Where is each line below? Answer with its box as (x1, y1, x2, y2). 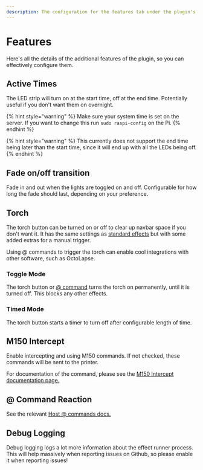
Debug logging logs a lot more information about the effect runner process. (6, 444, 193, 451)
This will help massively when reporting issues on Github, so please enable (6, 451, 193, 458)
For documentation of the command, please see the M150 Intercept (6, 370, 174, 378)
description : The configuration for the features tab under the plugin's (6, 8, 196, 15)
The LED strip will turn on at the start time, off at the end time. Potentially (6, 95, 187, 102)
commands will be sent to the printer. (6, 359, 98, 366)
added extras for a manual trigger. (6, 237, 91, 243)
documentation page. (6, 377, 60, 384)
